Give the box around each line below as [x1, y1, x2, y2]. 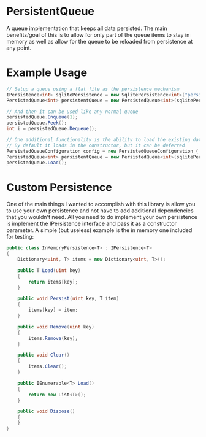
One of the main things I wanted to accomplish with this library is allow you [6, 201, 196, 208]
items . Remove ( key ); [28, 335, 78, 341]
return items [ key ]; [28, 279, 78, 285]
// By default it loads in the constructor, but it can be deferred [6, 142, 185, 149]
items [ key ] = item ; [28, 307, 78, 314]
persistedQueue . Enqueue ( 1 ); [6, 114, 78, 120]
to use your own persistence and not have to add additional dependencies [6, 207, 194, 214]
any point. [6, 44, 32, 52]
